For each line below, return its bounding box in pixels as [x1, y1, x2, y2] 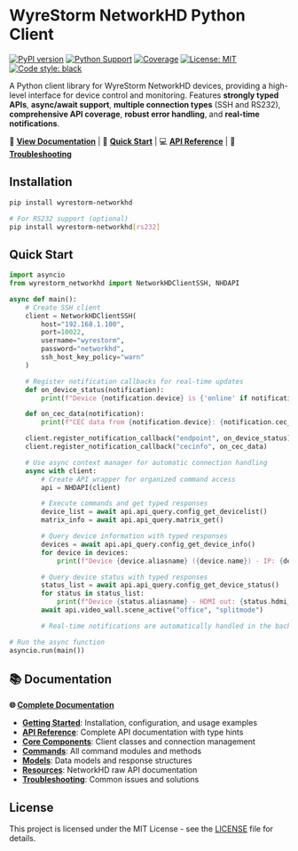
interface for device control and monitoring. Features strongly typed [27, 90, 279, 100]
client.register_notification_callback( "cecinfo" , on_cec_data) [25, 442, 268, 452]
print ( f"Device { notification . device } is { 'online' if [41, 393, 248, 403]
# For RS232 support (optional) [9, 214, 129, 223]
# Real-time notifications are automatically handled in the [41, 622, 272, 630]
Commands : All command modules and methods [21, 746, 202, 757]
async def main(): [9, 294, 77, 303]
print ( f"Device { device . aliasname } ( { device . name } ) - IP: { [56, 557, 284, 566]
